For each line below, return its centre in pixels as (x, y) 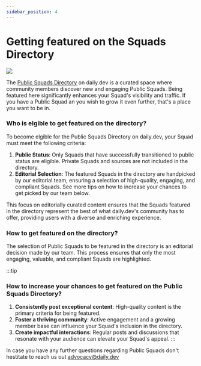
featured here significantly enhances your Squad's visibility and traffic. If (96, 95)
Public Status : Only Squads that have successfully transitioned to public (104, 155)
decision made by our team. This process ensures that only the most (91, 253)
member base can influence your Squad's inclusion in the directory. (99, 326)
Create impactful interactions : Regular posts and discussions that (97, 332)
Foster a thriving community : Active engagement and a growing (95, 320)
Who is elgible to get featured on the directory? (76, 123)
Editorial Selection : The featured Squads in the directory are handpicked (105, 174)
